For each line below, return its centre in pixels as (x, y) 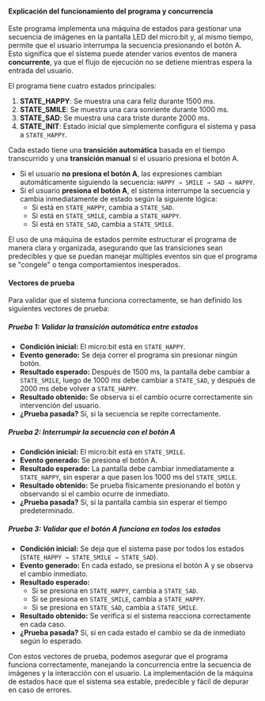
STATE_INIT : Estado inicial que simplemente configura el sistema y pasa (138, 126)
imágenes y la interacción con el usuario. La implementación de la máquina (131, 673)
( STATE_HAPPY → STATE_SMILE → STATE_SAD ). (89, 557)
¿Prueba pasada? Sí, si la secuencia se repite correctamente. (120, 414)
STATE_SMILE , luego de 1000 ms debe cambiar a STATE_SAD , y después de (137, 380)
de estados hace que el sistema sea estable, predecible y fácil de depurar (129, 682)
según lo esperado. (51, 641)
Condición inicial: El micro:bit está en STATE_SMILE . (102, 452)
